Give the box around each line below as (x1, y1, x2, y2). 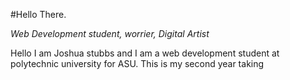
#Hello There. (10, 9, 67, 20)
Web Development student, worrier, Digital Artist (10, 28, 210, 39)
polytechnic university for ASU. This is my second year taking (10, 58, 265, 69)
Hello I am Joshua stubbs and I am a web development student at (10, 47, 280, 59)
